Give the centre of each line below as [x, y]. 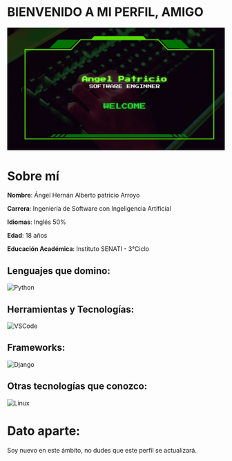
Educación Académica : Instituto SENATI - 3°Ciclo [78, 249]
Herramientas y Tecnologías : [71, 309]
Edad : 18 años [27, 236]
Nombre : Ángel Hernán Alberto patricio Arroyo [74, 195]
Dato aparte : [44, 431]
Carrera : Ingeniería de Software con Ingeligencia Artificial [89, 209]
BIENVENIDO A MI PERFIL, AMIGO [105, 12]
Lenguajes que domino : [59, 271]
